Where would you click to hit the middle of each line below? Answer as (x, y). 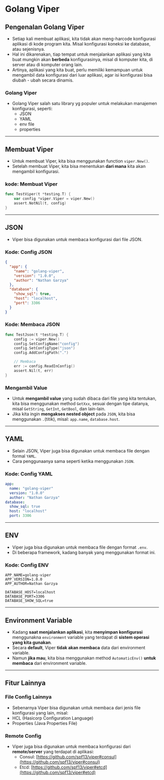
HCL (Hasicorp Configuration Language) (53, 718)
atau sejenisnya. (29, 49)
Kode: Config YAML (29, 473)
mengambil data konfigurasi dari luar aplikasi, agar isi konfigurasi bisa (82, 75)
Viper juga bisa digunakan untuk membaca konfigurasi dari (71, 746)
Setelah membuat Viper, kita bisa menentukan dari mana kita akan (79, 166)
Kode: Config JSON (29, 252)
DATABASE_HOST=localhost (30, 592)
